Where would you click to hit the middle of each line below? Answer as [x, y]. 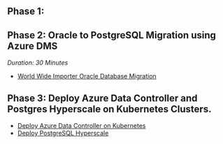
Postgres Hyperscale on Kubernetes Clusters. [109, 109]
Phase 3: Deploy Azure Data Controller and [102, 98]
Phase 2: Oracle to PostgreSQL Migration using [112, 35]
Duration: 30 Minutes [38, 63]
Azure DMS [33, 46]
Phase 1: [26, 11]
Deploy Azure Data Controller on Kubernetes [81, 126]
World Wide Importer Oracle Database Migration [87, 77]
